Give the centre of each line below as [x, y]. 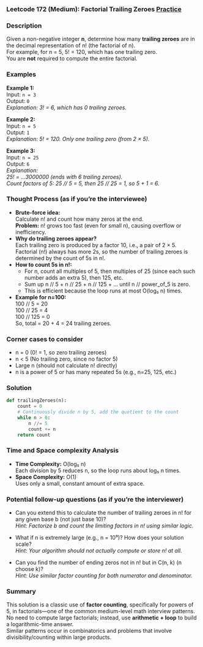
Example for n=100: [41, 297]
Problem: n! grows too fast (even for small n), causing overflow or [98, 225]
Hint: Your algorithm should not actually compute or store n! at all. [98, 551]
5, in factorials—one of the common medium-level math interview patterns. [101, 611]
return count [34, 435]
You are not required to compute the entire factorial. [72, 59]
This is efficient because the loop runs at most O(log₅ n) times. [103, 291]
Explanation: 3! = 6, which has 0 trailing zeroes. [67, 107]
